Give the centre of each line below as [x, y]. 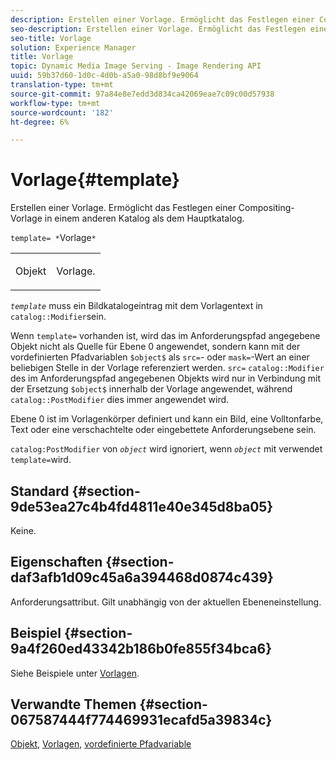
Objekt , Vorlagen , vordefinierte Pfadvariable [101, 744]
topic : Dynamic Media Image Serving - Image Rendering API [136, 66]
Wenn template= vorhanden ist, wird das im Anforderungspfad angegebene [165, 336]
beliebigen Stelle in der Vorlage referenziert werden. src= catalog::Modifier [167, 368]
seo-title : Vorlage [51, 38]
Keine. [23, 530]
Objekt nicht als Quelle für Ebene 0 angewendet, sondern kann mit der [155, 347]
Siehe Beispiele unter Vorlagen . [75, 673]
